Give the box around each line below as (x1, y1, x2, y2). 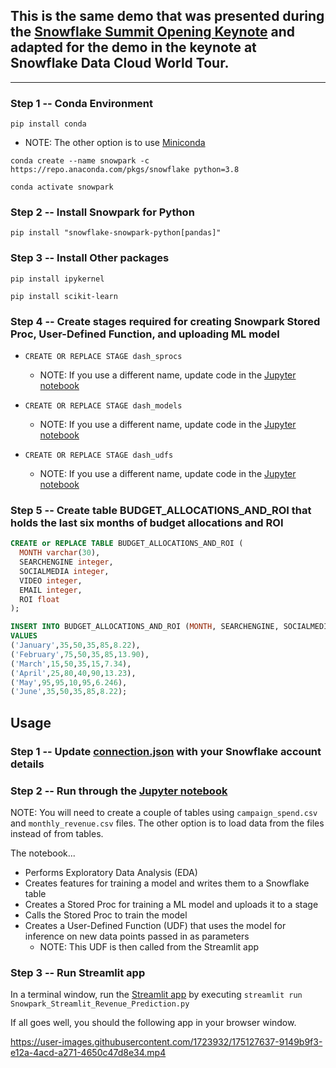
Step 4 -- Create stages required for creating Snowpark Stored (10, 314, 321, 328)
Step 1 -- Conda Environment (10, 96, 154, 110)
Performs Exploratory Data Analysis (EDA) (24, 866, 198, 878)
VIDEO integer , (19, 575, 83, 586)
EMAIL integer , (19, 585, 83, 595)
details (10, 757, 45, 771)
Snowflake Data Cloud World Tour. (10, 55, 230, 72)
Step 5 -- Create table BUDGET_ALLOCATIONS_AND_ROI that (10, 503, 312, 517)
